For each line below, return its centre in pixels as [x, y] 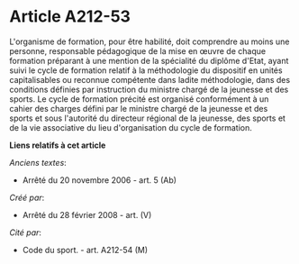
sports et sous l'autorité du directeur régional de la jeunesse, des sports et [148, 118]
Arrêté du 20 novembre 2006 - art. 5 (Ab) [100, 180]
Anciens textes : [38, 162]
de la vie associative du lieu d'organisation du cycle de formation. [131, 127]
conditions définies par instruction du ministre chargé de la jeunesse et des [149, 89]
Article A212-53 [70, 17]
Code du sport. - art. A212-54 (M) [85, 250]
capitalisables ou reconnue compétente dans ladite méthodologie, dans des [150, 79]
